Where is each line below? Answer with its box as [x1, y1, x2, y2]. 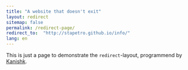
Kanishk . [6, 58, 28, 65]
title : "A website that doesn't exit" [6, 8, 101, 15]
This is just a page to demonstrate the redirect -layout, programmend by [6, 52, 183, 58]
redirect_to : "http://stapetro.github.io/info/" [6, 30, 131, 36]
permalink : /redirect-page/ [6, 24, 75, 31]
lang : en [6, 36, 28, 41]
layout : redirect [6, 14, 49, 20]
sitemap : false [6, 19, 44, 25]
